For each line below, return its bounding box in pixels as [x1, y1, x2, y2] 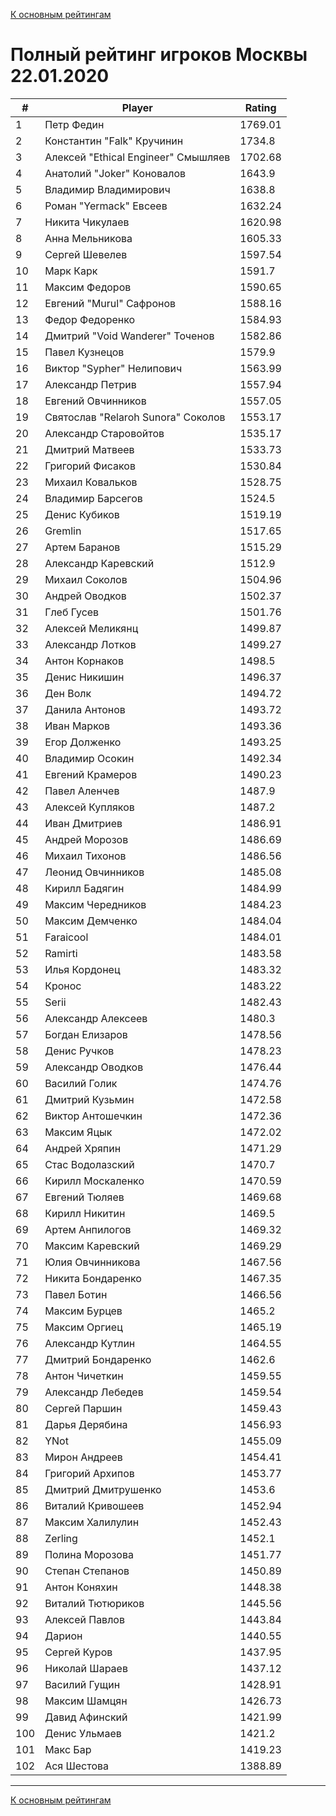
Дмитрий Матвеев [44, 442, 135, 456]
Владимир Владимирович [44, 182, 171, 196]
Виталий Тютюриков [44, 1596, 145, 1610]
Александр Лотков [44, 637, 137, 651]
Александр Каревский [44, 556, 155, 570]
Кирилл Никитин [44, 1206, 126, 1220]
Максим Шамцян [44, 1694, 128, 1708]
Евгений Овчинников [44, 394, 147, 408]
